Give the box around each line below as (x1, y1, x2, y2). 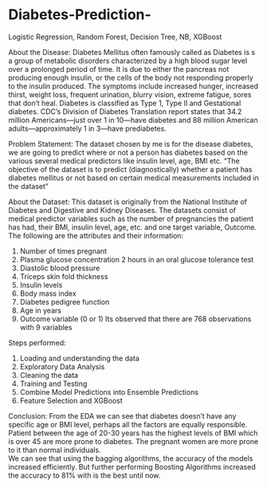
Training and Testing (19, 379, 88, 388)
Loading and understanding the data (19, 353, 139, 363)
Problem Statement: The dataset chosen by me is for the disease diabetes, (8, 139, 253, 148)
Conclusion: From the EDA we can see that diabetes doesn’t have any (8, 411, 237, 420)
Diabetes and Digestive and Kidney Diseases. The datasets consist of (8, 205, 237, 214)
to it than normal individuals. (8, 445, 101, 455)
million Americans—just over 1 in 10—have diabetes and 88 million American (8, 115, 258, 124)
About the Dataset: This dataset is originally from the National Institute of (8, 197, 248, 207)
